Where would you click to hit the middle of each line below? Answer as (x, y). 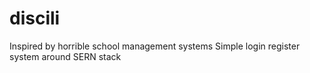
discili (35, 18)
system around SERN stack (65, 56)
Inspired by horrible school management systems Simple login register (155, 46)
